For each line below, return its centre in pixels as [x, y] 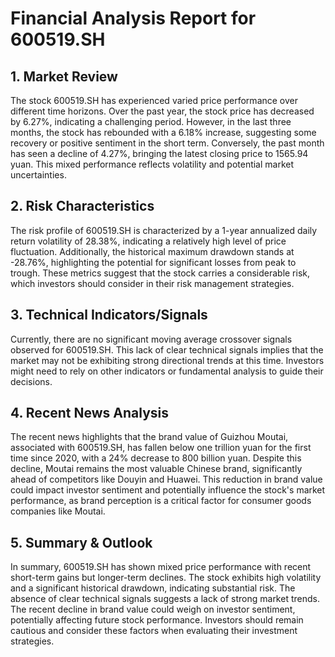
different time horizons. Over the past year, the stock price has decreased [162, 111]
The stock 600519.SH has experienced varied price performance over [154, 100]
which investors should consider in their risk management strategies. [152, 283]
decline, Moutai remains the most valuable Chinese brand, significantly [156, 469]
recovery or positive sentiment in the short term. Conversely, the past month [167, 143]
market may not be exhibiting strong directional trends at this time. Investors [167, 360]
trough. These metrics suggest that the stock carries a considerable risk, [160, 273]
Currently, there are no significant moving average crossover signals [151, 339]
